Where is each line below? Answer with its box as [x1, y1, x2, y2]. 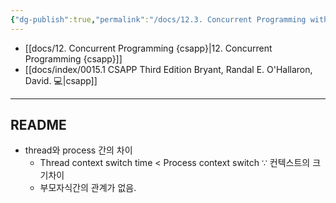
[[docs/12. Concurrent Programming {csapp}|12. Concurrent [24, 42, 273, 54]
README [10, 117, 67, 134]
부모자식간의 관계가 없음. [39, 182, 137, 194]
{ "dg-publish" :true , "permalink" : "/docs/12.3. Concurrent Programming [10, 14, 307, 25]
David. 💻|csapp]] [24, 74, 98, 86]
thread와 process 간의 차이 [24, 144, 133, 156]
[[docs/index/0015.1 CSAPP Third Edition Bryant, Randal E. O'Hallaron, [24, 63, 313, 75]
